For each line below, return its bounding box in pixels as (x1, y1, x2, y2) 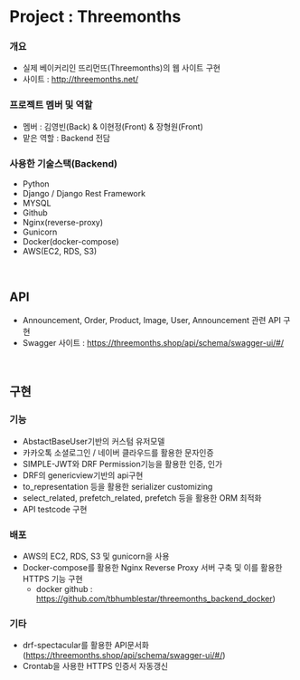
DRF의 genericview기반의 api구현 (22, 469, 144, 481)
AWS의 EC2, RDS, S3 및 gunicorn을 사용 (22, 551, 170, 561)
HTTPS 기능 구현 (22, 573, 83, 584)
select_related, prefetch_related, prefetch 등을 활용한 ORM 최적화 (22, 492, 262, 503)
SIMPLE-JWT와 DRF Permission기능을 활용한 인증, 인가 (22, 458, 223, 469)
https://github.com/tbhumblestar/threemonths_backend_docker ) (35, 593, 276, 604)
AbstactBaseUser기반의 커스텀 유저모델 (22, 436, 165, 446)
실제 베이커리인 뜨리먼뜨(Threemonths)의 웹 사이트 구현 (22, 62, 221, 73)
